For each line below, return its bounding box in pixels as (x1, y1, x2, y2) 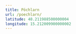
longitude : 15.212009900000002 (5, 21, 71, 26)
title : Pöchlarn (5, 7, 40, 12)
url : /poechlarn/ (5, 12, 42, 17)
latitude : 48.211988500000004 (5, 16, 69, 21)
